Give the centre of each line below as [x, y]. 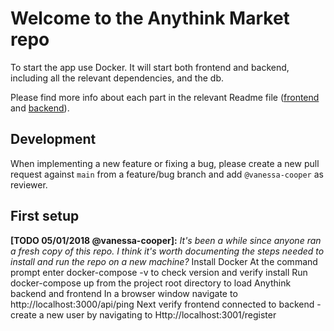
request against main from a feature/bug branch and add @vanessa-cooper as [167, 174]
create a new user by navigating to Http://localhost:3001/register [143, 314]
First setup [45, 216]
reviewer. [29, 184]
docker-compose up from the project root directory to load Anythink [151, 283]
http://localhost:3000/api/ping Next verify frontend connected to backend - [166, 304]
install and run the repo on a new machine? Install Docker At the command [164, 261]
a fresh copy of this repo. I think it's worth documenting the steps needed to [167, 251]
